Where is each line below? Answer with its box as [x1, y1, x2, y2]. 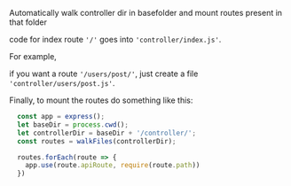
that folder [9, 17, 47, 27]
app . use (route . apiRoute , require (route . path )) [25, 161, 201, 170]
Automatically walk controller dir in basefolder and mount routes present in [9, 8, 282, 18]
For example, [9, 51, 58, 61]
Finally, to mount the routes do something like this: [9, 95, 193, 105]
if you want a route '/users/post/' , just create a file [9, 68, 199, 79]
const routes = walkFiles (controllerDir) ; [17, 136, 177, 145]
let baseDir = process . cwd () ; [17, 120, 129, 129]
